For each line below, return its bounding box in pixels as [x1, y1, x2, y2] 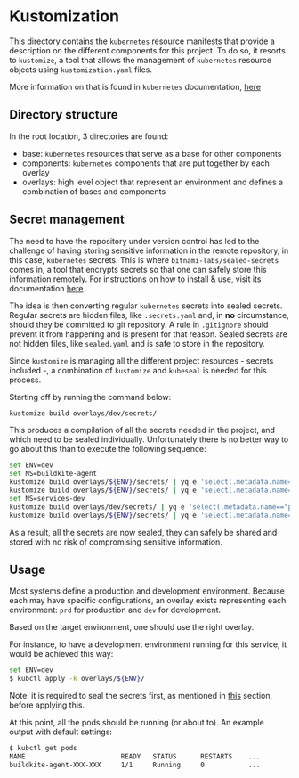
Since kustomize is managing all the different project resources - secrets [9, 355, 274, 366]
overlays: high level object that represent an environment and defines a [21, 176, 283, 187]
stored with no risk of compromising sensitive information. [9, 536, 222, 547]
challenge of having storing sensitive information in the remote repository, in [9, 245, 289, 256]
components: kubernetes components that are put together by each [21, 158, 270, 168]
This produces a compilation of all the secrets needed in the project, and [9, 425, 276, 436]
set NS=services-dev [9, 494, 86, 503]
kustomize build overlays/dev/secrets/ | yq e [9, 502, 185, 512]
